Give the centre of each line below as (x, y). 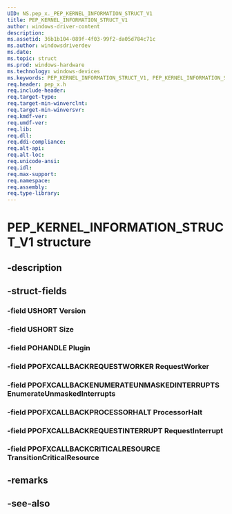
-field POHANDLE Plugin (49, 348)
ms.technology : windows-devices (54, 71)
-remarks (28, 480)
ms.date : (20, 53)
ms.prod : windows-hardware (46, 65)
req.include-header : (37, 91)
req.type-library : (33, 193)
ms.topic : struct (32, 59)
